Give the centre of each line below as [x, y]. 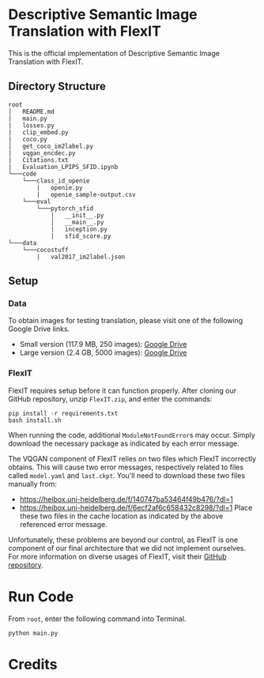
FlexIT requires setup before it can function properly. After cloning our [123, 390]
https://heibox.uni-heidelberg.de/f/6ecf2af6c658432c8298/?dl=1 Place [136, 507]
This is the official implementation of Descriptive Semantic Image [114, 53]
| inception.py [79, 229]
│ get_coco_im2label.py [51, 146]
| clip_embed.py [38, 132]
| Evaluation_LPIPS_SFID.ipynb [63, 167]
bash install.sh [35, 420]
